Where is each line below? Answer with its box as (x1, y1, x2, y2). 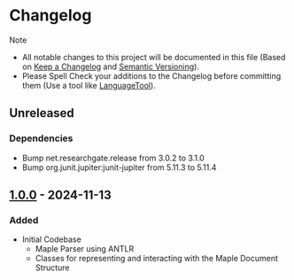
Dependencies (9, 132, 73, 144)
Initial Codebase (21, 234, 81, 245)
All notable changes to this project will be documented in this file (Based (21, 51, 286, 62)
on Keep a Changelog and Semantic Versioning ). (21, 61, 199, 72)
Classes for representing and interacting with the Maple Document (35, 253, 279, 264)
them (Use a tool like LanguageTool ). (21, 80, 157, 90)
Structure (35, 262, 70, 273)
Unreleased (9, 105, 75, 121)
